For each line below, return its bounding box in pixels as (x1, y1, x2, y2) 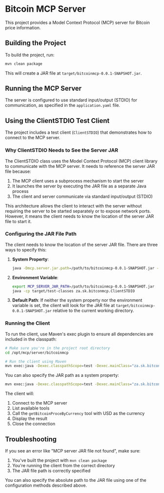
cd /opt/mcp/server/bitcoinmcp (5, 350, 69, 355)
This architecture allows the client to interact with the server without (5, 203, 142, 208)
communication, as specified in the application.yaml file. (5, 103, 121, 108)
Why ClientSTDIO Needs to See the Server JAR (5, 147, 119, 154)
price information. (5, 24, 41, 30)
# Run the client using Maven (5, 359, 67, 364)
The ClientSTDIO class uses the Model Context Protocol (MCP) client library (5, 158, 158, 164)
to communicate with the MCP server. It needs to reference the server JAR (5, 163, 155, 169)
